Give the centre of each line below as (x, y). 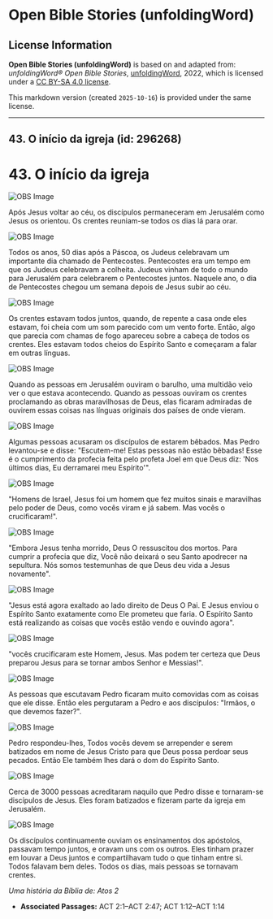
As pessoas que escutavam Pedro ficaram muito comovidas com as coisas (134, 694)
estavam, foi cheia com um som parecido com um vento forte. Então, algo (132, 327)
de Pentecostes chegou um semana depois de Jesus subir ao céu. (120, 287)
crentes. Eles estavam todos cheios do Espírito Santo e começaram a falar (133, 345)
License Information (60, 45)
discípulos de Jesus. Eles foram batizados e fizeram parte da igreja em (127, 800)
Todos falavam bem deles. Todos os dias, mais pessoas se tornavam (123, 866)
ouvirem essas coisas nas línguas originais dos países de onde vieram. (127, 410)
